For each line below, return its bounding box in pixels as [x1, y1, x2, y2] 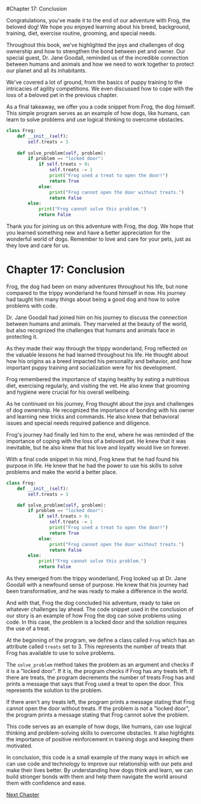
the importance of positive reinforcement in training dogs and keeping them [6, 736, 194, 743]
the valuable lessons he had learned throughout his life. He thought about [6, 351, 188, 358]
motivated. [6, 742, 33, 750]
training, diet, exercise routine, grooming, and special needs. [6, 30, 156, 37]
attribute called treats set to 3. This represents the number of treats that [6, 643, 187, 650]
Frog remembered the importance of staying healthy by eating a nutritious [6, 375, 190, 382]
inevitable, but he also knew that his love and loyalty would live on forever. [6, 443, 191, 451]
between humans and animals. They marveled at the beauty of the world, [6, 320, 188, 328]
